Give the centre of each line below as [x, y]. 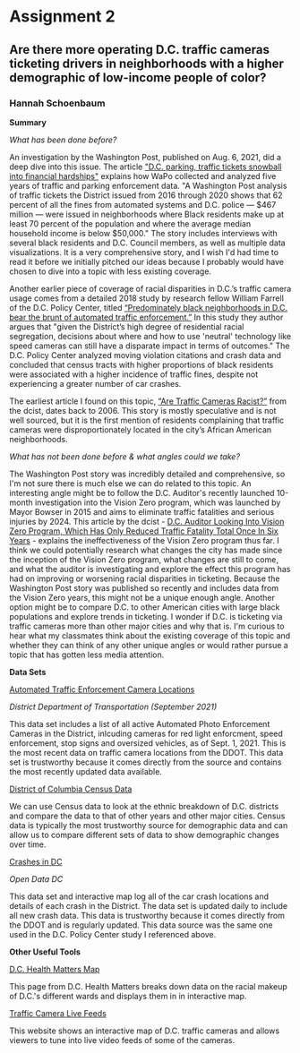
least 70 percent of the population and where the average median [130, 223]
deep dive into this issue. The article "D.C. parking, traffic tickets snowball [146, 167]
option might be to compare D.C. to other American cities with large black [145, 607]
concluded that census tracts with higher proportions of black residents [141, 364]
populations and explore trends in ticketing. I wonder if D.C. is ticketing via [146, 616]
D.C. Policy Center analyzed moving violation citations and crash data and [146, 355]
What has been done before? [63, 140]
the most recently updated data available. [86, 771]
